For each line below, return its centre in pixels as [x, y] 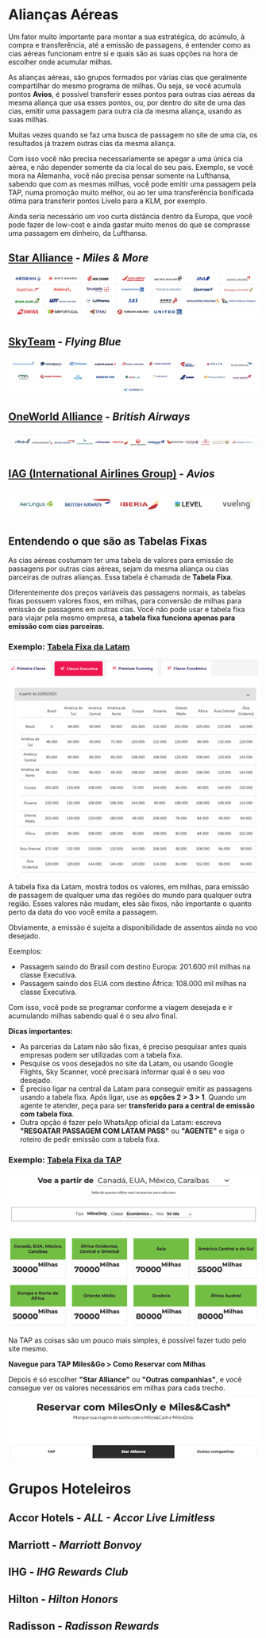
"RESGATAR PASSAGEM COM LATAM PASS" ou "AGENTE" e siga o [132, 1131]
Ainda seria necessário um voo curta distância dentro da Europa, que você [130, 216]
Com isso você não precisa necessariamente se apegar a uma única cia [126, 158]
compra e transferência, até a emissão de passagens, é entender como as [130, 44]
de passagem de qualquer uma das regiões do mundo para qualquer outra [130, 895]
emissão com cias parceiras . [56, 626]
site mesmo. [28, 1349]
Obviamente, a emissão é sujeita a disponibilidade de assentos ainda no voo [133, 927]
